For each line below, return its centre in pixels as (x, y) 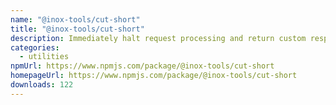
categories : (35, 47)
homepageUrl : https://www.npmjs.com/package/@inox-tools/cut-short (154, 76)
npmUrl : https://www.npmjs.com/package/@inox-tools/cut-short (142, 66)
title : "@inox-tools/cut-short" (77, 29)
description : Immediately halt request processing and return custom (158, 38)
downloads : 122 (42, 85)
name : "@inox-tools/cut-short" (75, 19)
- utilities (44, 57)
